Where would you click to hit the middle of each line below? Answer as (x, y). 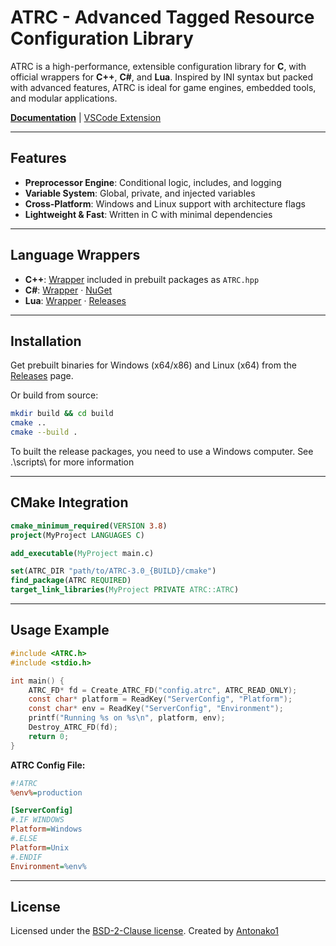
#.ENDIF (26, 857)
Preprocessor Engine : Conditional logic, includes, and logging (153, 182)
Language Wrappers (75, 255)
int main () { (37, 681)
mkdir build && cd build (62, 414)
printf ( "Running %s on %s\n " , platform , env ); (127, 718)
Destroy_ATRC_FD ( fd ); (73, 727)
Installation (46, 341)
